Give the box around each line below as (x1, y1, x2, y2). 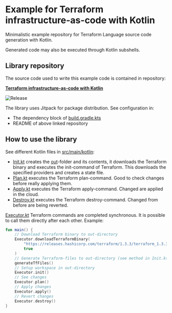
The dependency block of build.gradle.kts (12, 115, 101, 121)
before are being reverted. (12, 202, 69, 208)
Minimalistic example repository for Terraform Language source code (5, 31, 152, 37)
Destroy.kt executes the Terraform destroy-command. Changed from (12, 196, 158, 203)
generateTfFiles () (14, 260, 54, 265)
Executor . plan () (14, 280, 50, 285)
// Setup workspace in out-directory (14, 265, 95, 271)
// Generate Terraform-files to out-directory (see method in (14, 256, 150, 261)
